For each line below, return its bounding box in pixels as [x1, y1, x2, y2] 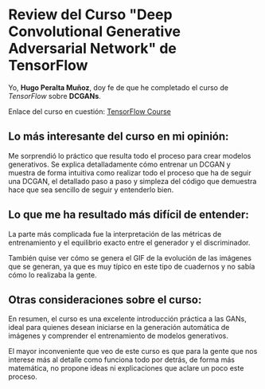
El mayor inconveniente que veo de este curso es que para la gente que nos [8, 347, 258, 356]
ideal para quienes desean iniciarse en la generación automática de [8, 323, 230, 332]
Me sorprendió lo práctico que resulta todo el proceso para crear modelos [8, 151, 251, 160]
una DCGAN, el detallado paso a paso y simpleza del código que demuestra [8, 176, 257, 186]
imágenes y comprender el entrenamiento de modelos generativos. [8, 331, 229, 340]
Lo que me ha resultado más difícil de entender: [8, 208, 249, 222]
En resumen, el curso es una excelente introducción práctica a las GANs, [8, 314, 247, 324]
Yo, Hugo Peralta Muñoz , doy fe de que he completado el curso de [8, 82, 229, 92]
